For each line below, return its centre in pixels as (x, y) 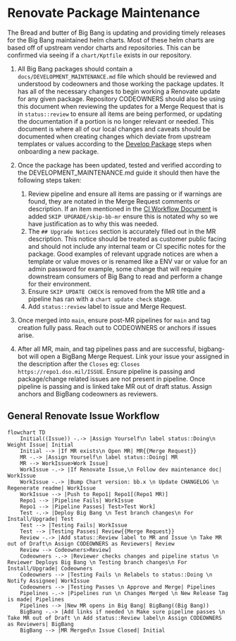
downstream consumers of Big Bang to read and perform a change (125, 276)
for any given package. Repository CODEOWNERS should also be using (121, 99)
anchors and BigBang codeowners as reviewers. (88, 394)
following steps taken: (49, 180)
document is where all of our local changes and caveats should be (114, 129)
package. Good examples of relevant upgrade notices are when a (123, 254)
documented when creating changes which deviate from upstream (114, 136)
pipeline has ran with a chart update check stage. (100, 299)
